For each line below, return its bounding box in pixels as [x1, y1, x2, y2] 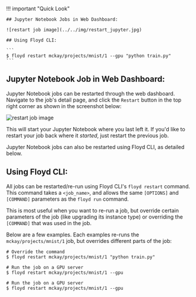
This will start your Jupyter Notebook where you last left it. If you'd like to [6, 125, 185, 132]
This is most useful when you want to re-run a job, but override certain [6, 207, 179, 214]
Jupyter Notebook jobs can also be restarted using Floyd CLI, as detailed [6, 143, 185, 150]
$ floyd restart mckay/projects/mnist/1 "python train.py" [6, 254, 156, 260]
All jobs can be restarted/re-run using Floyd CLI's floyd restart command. [6, 182, 190, 189]
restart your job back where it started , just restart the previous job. [6, 132, 169, 139]
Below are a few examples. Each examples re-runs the [6, 231, 140, 238]
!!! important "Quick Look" [6, 5, 70, 12]
